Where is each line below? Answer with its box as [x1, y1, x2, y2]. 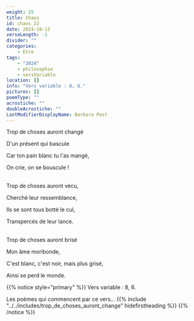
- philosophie [17, 66, 53, 72]
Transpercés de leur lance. [6, 218, 74, 225]
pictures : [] [6, 89, 40, 95]
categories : [6, 43, 37, 50]
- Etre [17, 49, 34, 55]
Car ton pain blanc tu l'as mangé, [6, 152, 90, 159]
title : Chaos [6, 15, 40, 21]
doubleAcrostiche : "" [6, 105, 62, 112]
